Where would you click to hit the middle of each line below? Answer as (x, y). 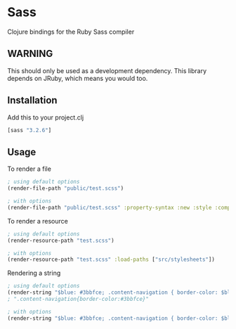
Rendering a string (34, 273)
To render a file (29, 169)
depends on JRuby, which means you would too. (78, 78)
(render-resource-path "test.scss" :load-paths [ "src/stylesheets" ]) (111, 260)
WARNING (30, 54)
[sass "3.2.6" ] (29, 130)
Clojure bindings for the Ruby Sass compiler (71, 32)
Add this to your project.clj (46, 117)
